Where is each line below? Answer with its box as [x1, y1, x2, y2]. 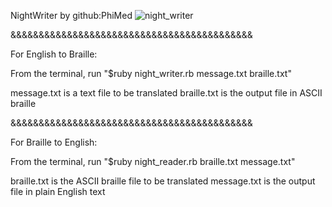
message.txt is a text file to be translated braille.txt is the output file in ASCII [10, 87, 323, 99]
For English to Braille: [10, 48, 98, 60]
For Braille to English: [10, 136, 98, 148]
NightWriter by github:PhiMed [10, 10, 133, 21]
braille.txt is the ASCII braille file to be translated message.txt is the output [10, 175, 316, 187]
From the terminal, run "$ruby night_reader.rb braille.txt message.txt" [10, 156, 296, 167]
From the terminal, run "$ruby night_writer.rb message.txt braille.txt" [10, 68, 292, 79]
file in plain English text [10, 186, 106, 197]
